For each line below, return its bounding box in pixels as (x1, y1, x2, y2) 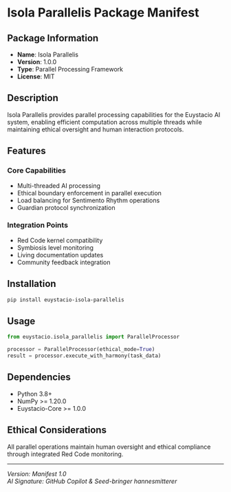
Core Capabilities (7, 166, 67, 175)
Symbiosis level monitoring (16, 243, 94, 252)
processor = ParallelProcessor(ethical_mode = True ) (7, 346, 155, 353)
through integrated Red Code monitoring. (7, 449, 124, 458)
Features (7, 145, 46, 157)
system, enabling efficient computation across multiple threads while (7, 118, 203, 126)
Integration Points (7, 220, 69, 230)
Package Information (7, 32, 99, 44)
